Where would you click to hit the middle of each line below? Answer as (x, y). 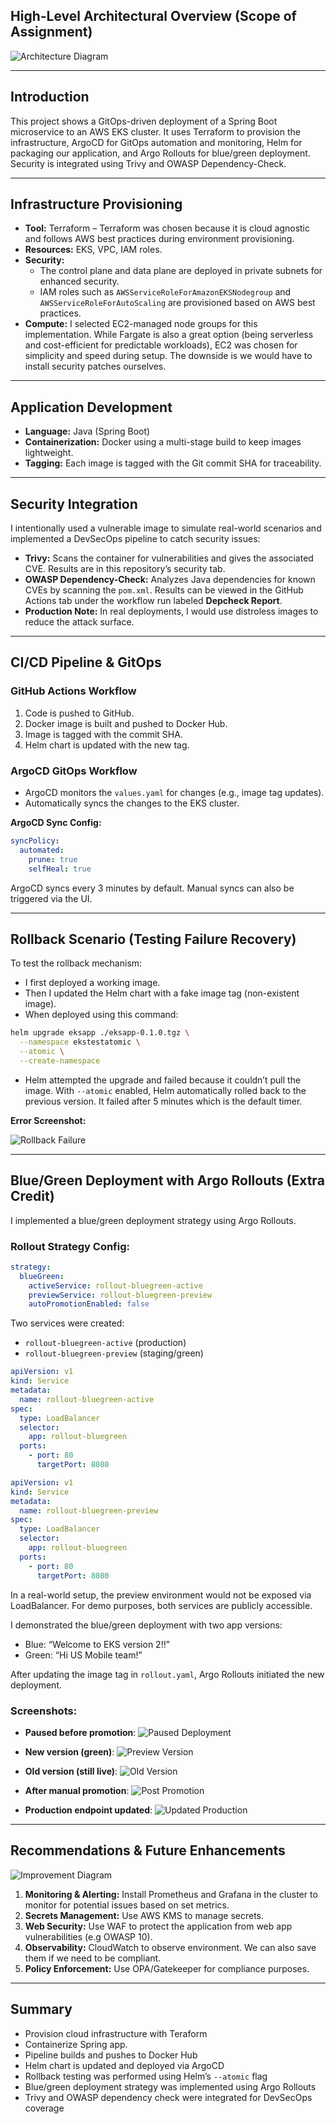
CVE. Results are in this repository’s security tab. (125, 569)
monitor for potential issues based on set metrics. (127, 1905)
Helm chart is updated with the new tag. (107, 745)
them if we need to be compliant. (93, 1958)
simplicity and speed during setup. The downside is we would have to (168, 356)
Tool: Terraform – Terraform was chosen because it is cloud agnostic (167, 228)
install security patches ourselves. (95, 366)
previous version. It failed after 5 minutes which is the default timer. (163, 1101)
